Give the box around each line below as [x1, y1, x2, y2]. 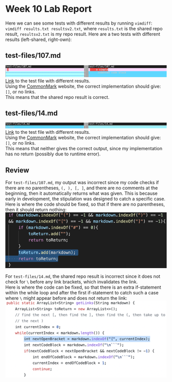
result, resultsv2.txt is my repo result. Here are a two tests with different [5, 31, 160, 37]
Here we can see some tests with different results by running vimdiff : [5, 20, 153, 26]
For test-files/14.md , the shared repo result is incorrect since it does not [5, 273, 160, 279]
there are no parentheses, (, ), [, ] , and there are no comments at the [5, 185, 158, 191]
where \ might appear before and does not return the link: [5, 295, 127, 301]
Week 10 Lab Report [5, 3, 92, 15]
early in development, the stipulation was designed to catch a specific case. [5, 196, 165, 202]
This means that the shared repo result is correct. [5, 94, 110, 100]
